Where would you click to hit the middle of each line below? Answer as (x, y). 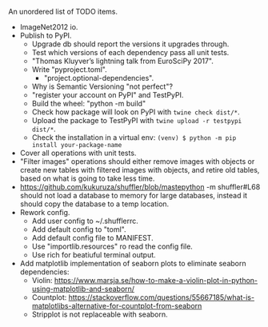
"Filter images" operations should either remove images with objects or (137, 162)
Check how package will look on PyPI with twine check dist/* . (136, 112)
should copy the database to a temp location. (94, 204)
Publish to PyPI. (46, 36)
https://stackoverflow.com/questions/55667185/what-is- (161, 297)
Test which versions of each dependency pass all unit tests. (130, 52)
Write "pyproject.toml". (70, 70)
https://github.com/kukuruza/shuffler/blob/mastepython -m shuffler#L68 (140, 187)
